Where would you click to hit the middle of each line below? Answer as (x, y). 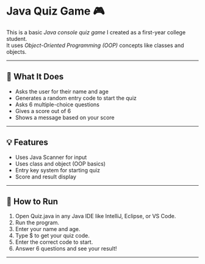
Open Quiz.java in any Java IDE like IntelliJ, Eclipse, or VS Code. (95, 216)
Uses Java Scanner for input (51, 157)
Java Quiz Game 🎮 (56, 11)
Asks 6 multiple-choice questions (57, 105)
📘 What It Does (35, 77)
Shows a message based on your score (65, 117)
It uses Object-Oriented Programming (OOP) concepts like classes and (95, 45)
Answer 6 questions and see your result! (66, 249)
